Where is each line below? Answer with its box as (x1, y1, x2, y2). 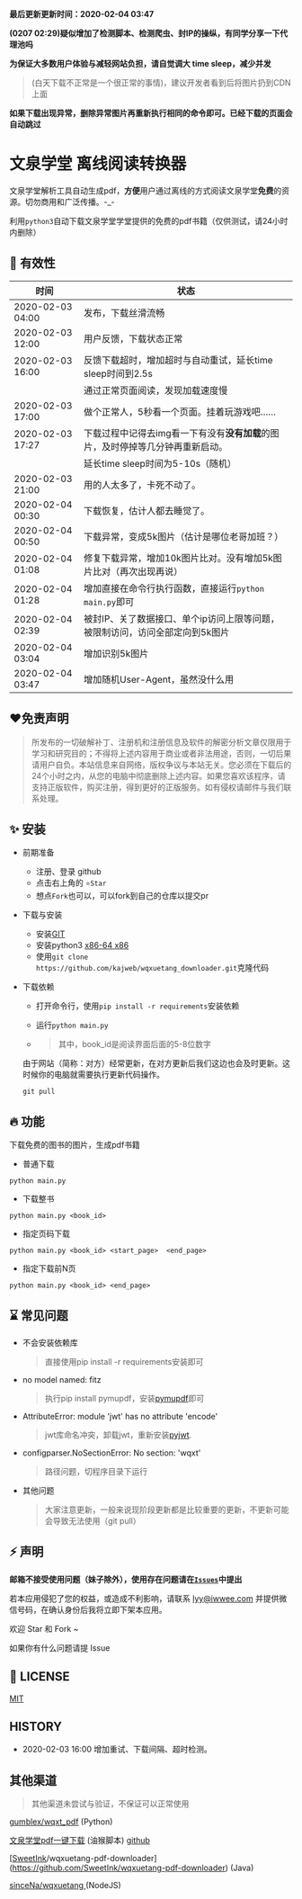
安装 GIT (35, 928, 66, 939)
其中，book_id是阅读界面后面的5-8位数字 (58, 1039, 211, 1050)
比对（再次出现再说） (93, 565, 183, 578)
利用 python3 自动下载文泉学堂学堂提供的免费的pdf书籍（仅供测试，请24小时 (9, 215, 289, 226)
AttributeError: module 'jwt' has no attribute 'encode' (22, 1411, 218, 1421)
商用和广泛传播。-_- (40, 196, 115, 207)
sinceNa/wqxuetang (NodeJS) (9, 1880, 121, 1891)
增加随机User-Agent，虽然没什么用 (84, 673, 235, 685)
